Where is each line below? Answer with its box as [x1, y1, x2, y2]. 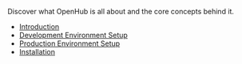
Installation [18, 47, 56, 56]
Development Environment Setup [18, 31, 129, 40]
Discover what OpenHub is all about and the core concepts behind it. [7, 7, 235, 16]
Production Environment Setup [18, 39, 121, 48]
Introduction [18, 22, 60, 31]
